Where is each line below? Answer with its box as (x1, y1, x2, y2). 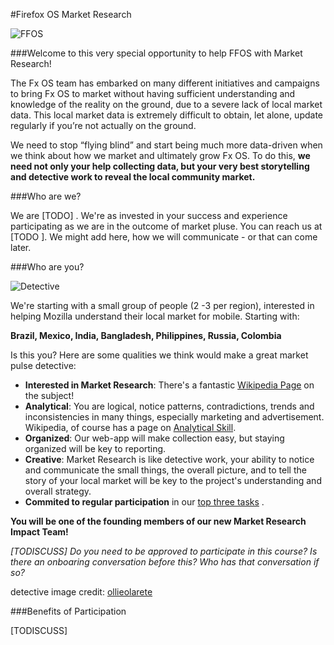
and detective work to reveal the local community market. (10, 171, 256, 183)
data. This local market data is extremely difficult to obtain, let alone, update (10, 109, 324, 121)
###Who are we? (10, 190, 82, 202)
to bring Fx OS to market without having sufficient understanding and (10, 88, 296, 99)
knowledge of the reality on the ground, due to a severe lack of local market (10, 99, 323, 110)
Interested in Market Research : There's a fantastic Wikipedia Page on (24, 379, 315, 391)
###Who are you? (10, 261, 85, 273)
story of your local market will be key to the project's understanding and (24, 475, 322, 486)
